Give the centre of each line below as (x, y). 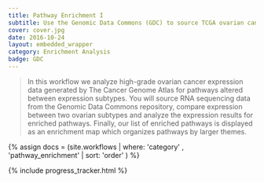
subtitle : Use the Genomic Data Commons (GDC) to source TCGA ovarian (126, 23)
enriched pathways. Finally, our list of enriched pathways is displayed (140, 123)
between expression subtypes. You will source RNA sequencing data (139, 98)
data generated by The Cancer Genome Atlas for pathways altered (135, 90)
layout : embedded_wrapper (50, 45)
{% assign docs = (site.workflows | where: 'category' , (96, 147)
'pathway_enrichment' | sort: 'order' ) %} (74, 155)
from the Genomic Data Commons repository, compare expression (135, 106)
